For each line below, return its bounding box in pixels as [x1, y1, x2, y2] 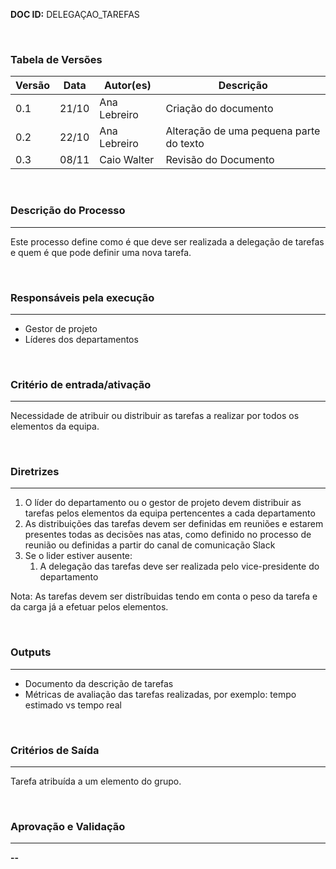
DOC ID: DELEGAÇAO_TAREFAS [10, 9, 140, 20]
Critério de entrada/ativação [10, 377, 152, 391]
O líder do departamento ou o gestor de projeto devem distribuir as [24, 497, 302, 509]
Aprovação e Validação [10, 820, 126, 833]
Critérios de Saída [10, 743, 100, 757]
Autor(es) [103, 79, 152, 93]
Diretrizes [10, 465, 60, 479]
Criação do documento [165, 102, 274, 116]
